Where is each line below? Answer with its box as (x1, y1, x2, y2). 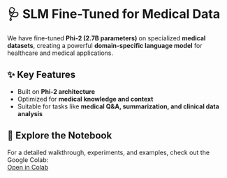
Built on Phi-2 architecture (17, 87, 96, 95)
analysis (17, 109, 43, 118)
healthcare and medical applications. (7, 49, 114, 57)
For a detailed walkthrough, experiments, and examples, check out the (7, 148, 210, 156)
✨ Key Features (7, 69, 75, 81)
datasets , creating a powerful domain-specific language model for (7, 41, 203, 49)
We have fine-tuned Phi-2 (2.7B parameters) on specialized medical (7, 33, 206, 42)
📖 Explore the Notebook (7, 130, 112, 142)
